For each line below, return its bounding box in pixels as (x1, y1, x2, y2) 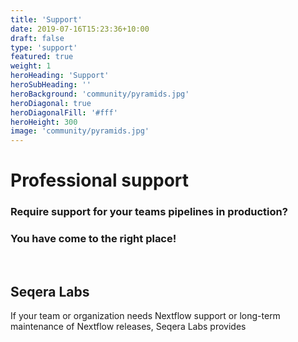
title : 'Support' (10, 14, 83, 25)
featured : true (10, 52, 74, 62)
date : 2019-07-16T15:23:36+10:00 (10, 24, 150, 34)
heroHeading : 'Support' (10, 71, 110, 81)
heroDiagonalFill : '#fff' (10, 107, 118, 118)
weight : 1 (10, 61, 52, 71)
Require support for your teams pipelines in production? (10, 205, 288, 219)
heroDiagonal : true (10, 98, 92, 108)
